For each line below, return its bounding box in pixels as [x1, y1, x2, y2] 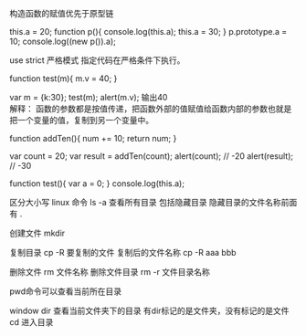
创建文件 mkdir [9, 227, 66, 238]
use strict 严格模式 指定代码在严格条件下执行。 [9, 55, 185, 66]
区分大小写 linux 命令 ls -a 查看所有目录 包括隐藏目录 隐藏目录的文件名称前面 [9, 197, 298, 207]
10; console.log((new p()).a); [9, 36, 116, 47]
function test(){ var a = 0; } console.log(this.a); [9, 178, 185, 189]
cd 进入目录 [9, 317, 54, 327]
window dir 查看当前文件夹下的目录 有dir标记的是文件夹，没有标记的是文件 [9, 305, 290, 316]
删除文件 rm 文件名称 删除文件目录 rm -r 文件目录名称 [9, 267, 210, 277]
